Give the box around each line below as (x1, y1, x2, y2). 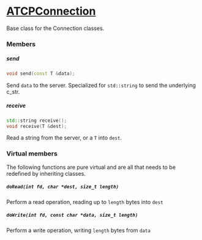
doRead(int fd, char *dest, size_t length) (6, 184, 119, 190)
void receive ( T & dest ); (6, 123, 67, 129)
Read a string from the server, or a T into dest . (6, 134, 122, 141)
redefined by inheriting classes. (6, 170, 86, 177)
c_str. (6, 88, 20, 96)
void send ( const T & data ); (6, 70, 75, 77)
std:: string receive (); (6, 118, 67, 124)
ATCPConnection (6, 4, 96, 18)
